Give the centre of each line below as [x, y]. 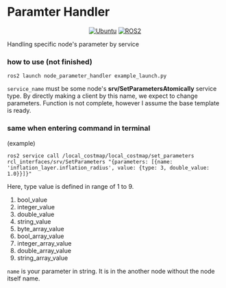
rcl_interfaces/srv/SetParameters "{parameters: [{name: [90, 161]
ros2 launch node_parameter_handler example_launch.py [87, 76]
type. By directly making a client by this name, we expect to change [103, 96]
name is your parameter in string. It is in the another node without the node [111, 271]
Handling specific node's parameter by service [73, 44]
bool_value [32, 200]
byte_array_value [40, 228]
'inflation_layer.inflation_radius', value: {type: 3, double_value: [109, 168]
